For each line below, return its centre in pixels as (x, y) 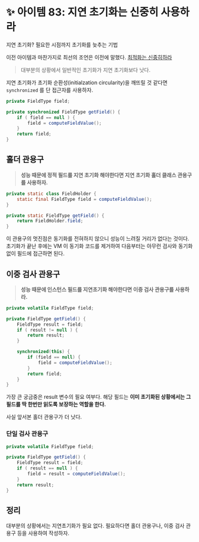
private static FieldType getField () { (55, 215)
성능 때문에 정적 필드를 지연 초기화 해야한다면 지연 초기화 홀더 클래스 (98, 175)
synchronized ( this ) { (43, 352)
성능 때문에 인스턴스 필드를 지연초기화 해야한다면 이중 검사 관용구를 (97, 289)
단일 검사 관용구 (27, 434)
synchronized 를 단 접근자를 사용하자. (50, 90)
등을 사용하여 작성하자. (43, 533)
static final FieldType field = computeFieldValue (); (84, 199)
